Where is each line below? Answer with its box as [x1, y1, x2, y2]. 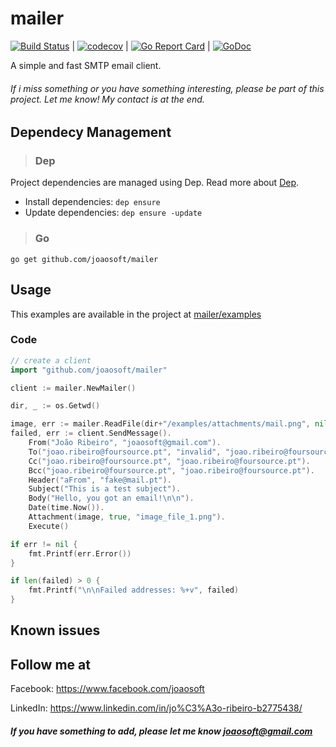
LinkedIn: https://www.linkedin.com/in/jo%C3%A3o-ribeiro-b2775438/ [10, 702, 303, 714]
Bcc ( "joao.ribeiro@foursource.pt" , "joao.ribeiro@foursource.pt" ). [28, 465, 315, 476]
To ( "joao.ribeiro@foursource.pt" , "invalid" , [28, 447, 222, 457]
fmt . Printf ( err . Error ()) [28, 548, 132, 559]
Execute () [28, 521, 70, 531]
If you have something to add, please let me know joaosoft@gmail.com [10, 725, 313, 737]
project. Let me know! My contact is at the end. [10, 93, 205, 105]
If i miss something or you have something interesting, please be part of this [10, 82, 325, 94]
